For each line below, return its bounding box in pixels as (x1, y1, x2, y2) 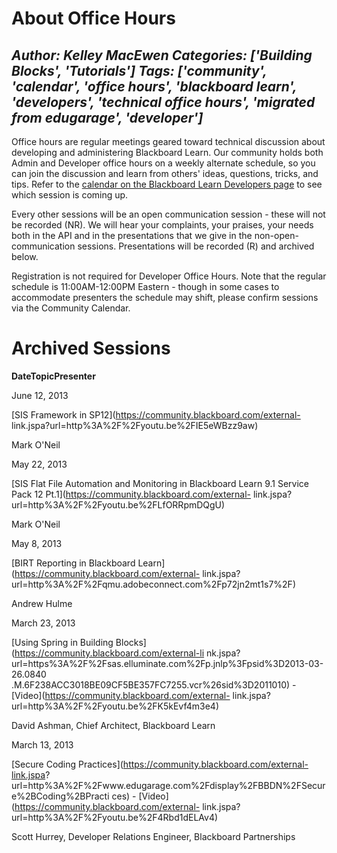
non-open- (254, 230, 299, 241)
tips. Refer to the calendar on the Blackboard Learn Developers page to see (11, 178, 323, 190)
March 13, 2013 (11, 738, 74, 751)
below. (11, 251, 39, 262)
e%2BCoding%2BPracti (11, 790, 110, 802)
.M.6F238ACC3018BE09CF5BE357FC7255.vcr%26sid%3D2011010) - (11, 678, 297, 691)
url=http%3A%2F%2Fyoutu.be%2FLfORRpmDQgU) (11, 498, 226, 511)
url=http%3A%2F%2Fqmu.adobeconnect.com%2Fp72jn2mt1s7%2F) (11, 578, 296, 590)
